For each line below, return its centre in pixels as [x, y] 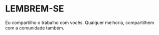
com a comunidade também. [35, 27]
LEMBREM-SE [35, 9]
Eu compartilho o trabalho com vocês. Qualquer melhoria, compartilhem [80, 22]
